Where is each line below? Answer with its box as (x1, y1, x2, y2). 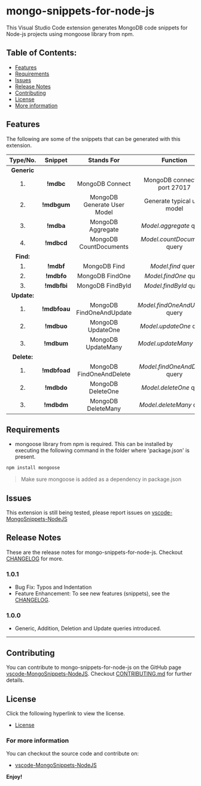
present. (14, 453, 36, 460)
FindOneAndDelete (77, 370, 131, 378)
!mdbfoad (41, 366, 71, 374)
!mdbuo (44, 322, 68, 330)
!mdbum (44, 339, 69, 347)
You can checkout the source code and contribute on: (6, 750, 139, 757)
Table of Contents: (6, 48, 77, 58)
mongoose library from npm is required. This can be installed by (14, 441, 173, 448)
